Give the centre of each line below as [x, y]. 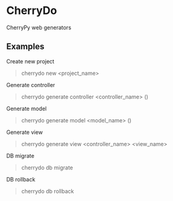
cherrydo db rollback [48, 191]
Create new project [30, 61]
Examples [25, 47]
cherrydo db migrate [47, 167]
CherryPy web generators [39, 27]
